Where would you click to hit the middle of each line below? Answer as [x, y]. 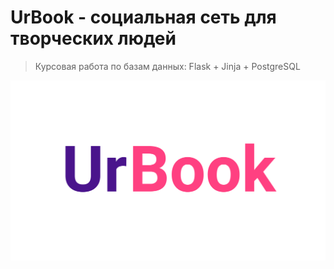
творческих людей [93, 38]
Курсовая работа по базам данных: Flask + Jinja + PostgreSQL [167, 66]
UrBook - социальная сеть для [143, 17]
